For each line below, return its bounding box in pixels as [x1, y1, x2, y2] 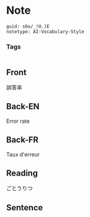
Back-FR [6, 135, 39, 145]
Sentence [6, 202, 43, 213]
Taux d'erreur [6, 150, 40, 158]
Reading [6, 168, 38, 179]
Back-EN [6, 101, 40, 111]
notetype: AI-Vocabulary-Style [6, 28, 85, 35]
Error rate [6, 117, 30, 125]
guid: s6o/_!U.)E [6, 23, 50, 29]
